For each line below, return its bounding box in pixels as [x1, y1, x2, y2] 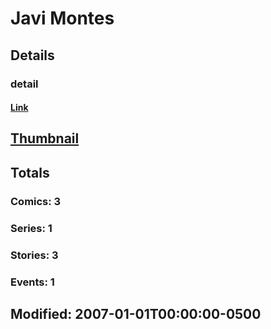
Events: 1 [10, 275, 55, 289]
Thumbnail [10, 130, 80, 147]
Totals [10, 164, 50, 181]
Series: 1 [10, 221, 53, 235]
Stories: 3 [10, 248, 59, 262]
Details [10, 47, 55, 64]
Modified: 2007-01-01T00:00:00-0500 [10, 305, 262, 322]
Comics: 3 [10, 194, 62, 208]
